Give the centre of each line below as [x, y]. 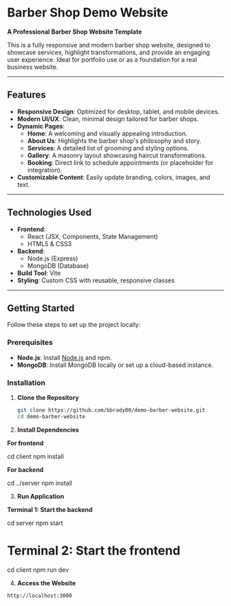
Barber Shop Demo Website [88, 13]
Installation [26, 383]
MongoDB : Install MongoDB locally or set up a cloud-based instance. [115, 365]
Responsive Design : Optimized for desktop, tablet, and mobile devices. [118, 111]
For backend [25, 469]
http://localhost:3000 [40, 596]
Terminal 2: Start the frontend [94, 550]
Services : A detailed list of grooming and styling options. [108, 148]
